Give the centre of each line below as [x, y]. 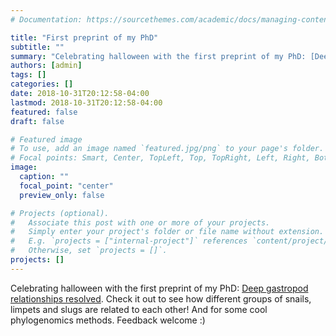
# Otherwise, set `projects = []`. [89, 251]
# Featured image [46, 139]
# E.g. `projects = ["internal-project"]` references [129, 241]
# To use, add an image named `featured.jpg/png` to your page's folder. [167, 149]
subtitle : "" [37, 47]
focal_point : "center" [66, 186]
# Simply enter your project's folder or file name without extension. [167, 232]
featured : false [44, 112]
